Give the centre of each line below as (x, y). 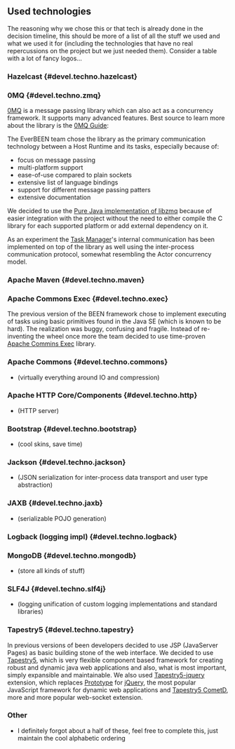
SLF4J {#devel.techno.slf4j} (57, 588)
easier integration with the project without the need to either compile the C (115, 218)
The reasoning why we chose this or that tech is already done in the (105, 28)
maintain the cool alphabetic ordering (72, 738)
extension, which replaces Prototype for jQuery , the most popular (102, 682)
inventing (21, 337)
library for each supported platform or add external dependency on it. (108, 226)
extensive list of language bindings (68, 182)
